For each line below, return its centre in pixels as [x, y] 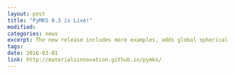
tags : [15, 47]
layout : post [26, 14]
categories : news [33, 33]
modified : [22, 27]
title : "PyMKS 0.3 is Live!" [50, 20]
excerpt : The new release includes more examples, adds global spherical [118, 40]
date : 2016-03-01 [33, 54]
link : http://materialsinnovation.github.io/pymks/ [84, 60]
